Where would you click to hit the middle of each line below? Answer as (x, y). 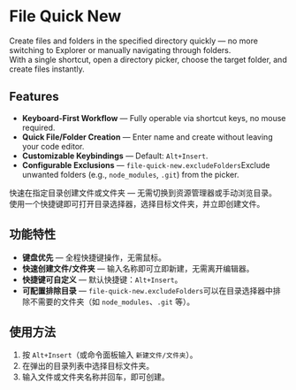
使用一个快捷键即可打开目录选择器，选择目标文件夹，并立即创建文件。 (137, 203)
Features (34, 97)
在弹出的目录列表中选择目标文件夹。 (88, 366)
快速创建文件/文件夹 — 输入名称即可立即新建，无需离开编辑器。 (138, 268)
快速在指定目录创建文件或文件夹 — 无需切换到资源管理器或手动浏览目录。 (143, 193)
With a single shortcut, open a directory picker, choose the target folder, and (148, 59)
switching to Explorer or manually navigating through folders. (120, 50)
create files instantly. (47, 69)
